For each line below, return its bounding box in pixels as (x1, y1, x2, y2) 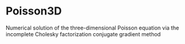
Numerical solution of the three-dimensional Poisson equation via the (5, 24, 180, 31)
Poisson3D (5, 4, 62, 18)
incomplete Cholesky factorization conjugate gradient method (5, 30, 161, 37)
